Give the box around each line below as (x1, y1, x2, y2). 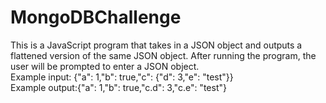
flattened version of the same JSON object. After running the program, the (10, 49, 317, 61)
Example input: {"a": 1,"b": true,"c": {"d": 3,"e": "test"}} (10, 71, 234, 83)
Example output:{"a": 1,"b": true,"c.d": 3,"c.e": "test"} (10, 81, 227, 93)
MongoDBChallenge (10, 6, 182, 29)
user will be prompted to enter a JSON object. (10, 60, 200, 72)
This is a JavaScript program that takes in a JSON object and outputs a (10, 39, 303, 51)
